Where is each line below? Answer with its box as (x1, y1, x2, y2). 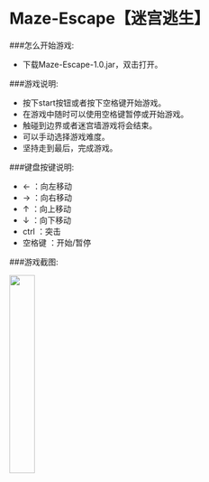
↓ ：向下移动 (22, 214, 72, 226)
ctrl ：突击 (22, 226, 61, 236)
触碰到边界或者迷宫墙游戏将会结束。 (22, 119, 158, 131)
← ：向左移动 (22, 181, 73, 191)
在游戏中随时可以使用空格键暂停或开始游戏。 (22, 108, 189, 119)
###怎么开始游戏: (9, 40, 75, 51)
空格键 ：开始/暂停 (22, 236, 92, 248)
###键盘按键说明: (9, 162, 75, 172)
